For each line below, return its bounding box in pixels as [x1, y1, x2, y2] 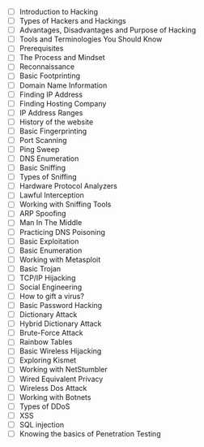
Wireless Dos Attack [19, 383, 87, 393]
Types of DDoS [19, 401, 70, 411]
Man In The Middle [19, 218, 83, 228]
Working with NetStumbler [19, 365, 108, 375]
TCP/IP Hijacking [19, 272, 76, 283]
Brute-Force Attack [19, 328, 83, 338]
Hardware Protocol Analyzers [19, 181, 118, 191]
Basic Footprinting [19, 71, 81, 80]
